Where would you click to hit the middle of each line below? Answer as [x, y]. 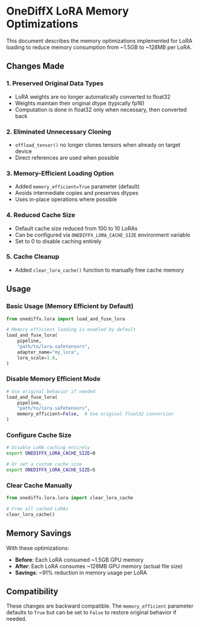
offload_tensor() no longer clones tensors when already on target [98, 145]
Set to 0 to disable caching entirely [58, 241]
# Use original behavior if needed [51, 392]
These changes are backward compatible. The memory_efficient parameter [100, 606]
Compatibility [32, 591]
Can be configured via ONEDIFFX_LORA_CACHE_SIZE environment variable [103, 235]
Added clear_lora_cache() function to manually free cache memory [99, 270]
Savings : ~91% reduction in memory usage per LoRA [81, 573]
